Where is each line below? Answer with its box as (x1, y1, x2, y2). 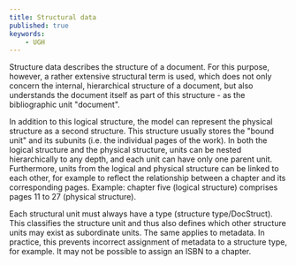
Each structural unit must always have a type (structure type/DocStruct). (9, 208, 274, 219)
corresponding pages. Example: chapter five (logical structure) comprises (9, 182, 278, 193)
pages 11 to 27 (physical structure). (9, 192, 137, 202)
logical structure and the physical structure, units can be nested (9, 145, 241, 155)
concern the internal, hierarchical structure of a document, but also (9, 80, 254, 91)
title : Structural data (9, 12, 97, 22)
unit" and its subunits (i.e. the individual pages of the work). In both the (9, 135, 268, 146)
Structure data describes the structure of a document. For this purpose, (9, 62, 270, 72)
